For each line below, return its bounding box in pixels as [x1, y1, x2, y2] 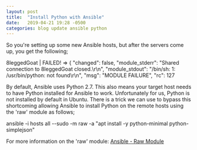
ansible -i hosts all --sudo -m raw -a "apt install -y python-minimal [6, 120, 169, 127]
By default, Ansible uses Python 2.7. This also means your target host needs [6, 84, 192, 91]
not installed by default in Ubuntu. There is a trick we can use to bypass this [6, 96, 191, 103]
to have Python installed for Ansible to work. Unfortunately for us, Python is [6, 90, 190, 97]
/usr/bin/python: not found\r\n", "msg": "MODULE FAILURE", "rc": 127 [6, 72, 175, 79]
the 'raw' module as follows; [6, 108, 75, 116]
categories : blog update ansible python [6, 25, 108, 31]
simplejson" [6, 126, 35, 133]
